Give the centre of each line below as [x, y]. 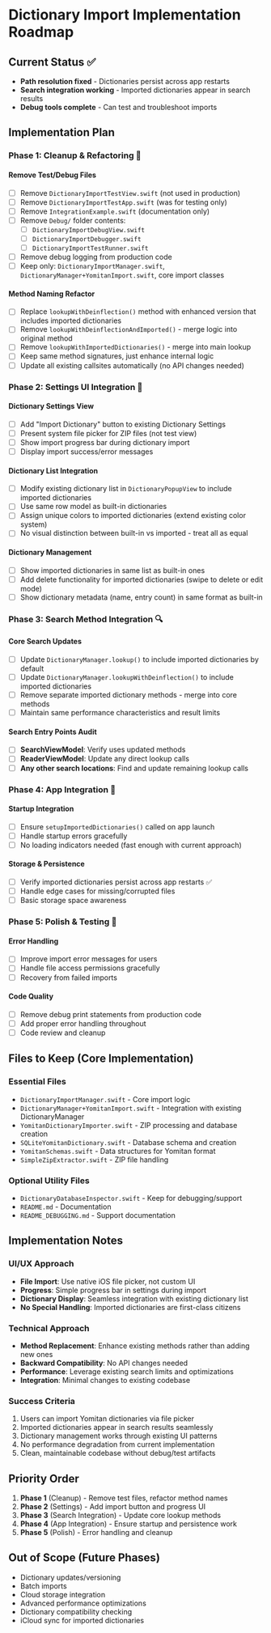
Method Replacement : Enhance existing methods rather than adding [135, 1346]
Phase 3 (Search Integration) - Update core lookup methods [120, 1516]
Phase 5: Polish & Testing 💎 [63, 922]
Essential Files [37, 1082]
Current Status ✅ [52, 62]
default [32, 668]
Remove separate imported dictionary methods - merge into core [128, 695]
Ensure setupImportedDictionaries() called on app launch [117, 826]
